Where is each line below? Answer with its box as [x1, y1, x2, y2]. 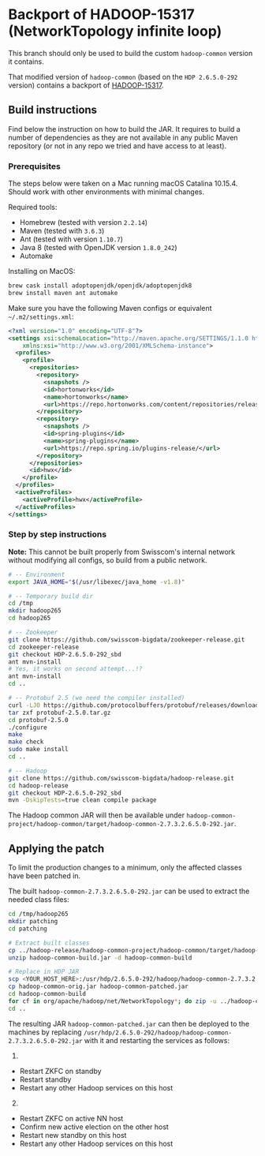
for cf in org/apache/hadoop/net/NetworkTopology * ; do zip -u [8, 997, 217, 1005]
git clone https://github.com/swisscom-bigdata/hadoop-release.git [8, 774, 235, 782]
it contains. [8, 57, 45, 66]
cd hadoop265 [8, 614, 51, 623]
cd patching [8, 925, 47, 933]
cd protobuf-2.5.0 [8, 716, 69, 724]
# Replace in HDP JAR [8, 968, 80, 976]
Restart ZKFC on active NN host [19, 1113, 124, 1123]
